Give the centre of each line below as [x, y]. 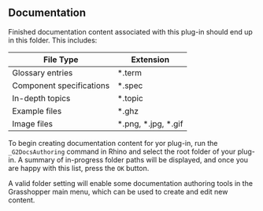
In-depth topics [41, 98]
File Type [61, 60]
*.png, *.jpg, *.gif [150, 123]
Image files [33, 123]
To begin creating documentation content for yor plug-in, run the [113, 143]
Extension [150, 60]
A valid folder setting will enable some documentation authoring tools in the [131, 183]
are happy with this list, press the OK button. [79, 168]
